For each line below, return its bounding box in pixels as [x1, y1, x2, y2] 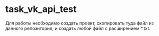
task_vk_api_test [5, 3, 77, 15]
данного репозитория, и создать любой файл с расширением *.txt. [5, 25, 151, 31]
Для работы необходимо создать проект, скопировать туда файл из [5, 20, 154, 26]
